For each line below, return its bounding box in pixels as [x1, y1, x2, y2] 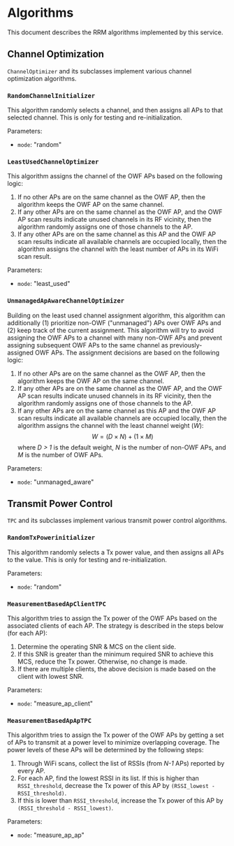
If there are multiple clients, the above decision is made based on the [17, 665, 217, 673]
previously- [170, 340, 203, 349]
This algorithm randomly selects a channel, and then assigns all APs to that [7, 106, 224, 115]
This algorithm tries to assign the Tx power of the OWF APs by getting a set [7, 731, 224, 739]
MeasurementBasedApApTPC [7, 717, 92, 724]
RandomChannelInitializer [7, 92, 96, 99]
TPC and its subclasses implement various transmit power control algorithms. [7, 516, 227, 525]
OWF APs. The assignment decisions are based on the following [34, 348, 220, 357]
